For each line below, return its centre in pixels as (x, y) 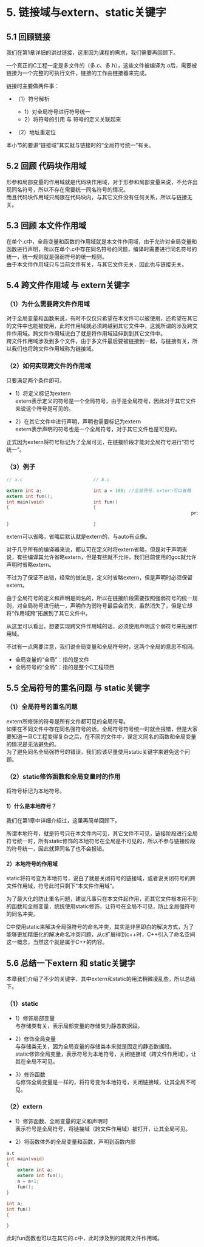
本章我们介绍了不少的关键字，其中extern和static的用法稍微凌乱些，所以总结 (101, 979)
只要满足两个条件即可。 (36, 380)
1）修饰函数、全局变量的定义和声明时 (61, 1121)
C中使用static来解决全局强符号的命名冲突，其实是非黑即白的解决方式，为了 (100, 927)
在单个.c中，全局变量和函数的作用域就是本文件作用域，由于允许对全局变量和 (102, 241)
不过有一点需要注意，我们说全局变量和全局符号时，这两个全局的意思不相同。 (102, 647)
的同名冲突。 (22, 914)
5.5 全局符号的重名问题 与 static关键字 (78, 688)
